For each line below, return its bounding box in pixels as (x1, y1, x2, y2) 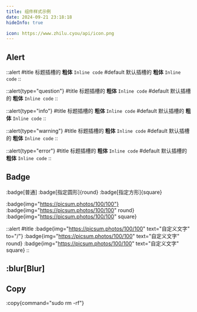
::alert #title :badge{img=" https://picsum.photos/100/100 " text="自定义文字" (6, 225, 190, 232)
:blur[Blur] (6, 264, 45, 274)
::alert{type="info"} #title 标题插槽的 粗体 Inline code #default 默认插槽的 (6, 108, 185, 115)
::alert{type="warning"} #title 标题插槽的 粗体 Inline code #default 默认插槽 (6, 128, 190, 135)
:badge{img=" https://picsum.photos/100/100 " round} (6, 206, 135, 213)
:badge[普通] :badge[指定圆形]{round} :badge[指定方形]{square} (6, 188, 162, 196)
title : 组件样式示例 (6, 8, 51, 15)
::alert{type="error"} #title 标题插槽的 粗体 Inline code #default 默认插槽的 (6, 147, 187, 154)
